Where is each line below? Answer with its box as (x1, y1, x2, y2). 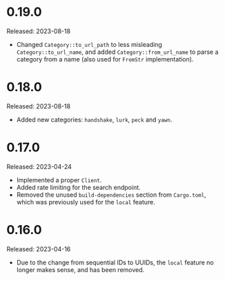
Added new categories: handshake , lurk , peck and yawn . (16, 115, 173, 124)
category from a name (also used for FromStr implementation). (16, 55, 194, 63)
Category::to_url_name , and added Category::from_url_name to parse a (16, 48, 219, 56)
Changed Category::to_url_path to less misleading (16, 40, 163, 48)
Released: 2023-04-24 (6, 162, 72, 171)
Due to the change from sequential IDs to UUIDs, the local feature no (16, 258, 215, 267)
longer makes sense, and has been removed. (16, 265, 145, 273)
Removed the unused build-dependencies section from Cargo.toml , (16, 191, 206, 199)
